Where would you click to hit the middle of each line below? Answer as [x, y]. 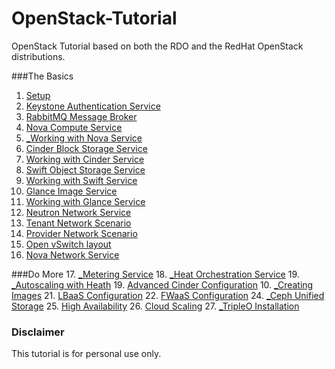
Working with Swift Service [81, 180]
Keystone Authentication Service [93, 106]
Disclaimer [38, 332]
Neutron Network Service [78, 212]
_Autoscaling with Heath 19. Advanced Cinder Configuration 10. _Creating [162, 284]
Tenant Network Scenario [78, 223]
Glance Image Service [71, 191]
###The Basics [42, 76]
